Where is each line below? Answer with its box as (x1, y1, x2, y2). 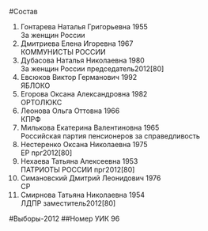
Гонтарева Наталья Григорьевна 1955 (20, 22, 149, 31)
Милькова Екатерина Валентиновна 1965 (20, 123, 160, 132)
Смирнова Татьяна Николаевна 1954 (20, 190, 146, 199)
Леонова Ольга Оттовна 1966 (20, 106, 120, 116)
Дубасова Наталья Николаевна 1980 (20, 55, 145, 65)
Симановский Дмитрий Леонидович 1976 (20, 173, 161, 183)
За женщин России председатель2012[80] (20, 64, 165, 74)
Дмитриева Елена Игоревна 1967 (20, 39, 134, 48)
